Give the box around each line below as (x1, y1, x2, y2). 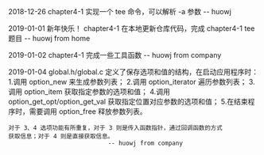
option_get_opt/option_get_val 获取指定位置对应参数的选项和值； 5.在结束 (8, 97, 248, 106)
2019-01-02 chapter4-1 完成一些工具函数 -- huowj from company (8, 51, 222, 59)
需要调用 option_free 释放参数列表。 (29, 107, 147, 116)
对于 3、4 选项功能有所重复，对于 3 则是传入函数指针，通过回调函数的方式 (8, 124, 223, 132)
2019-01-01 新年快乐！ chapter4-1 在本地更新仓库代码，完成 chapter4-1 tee (8, 24, 255, 33)
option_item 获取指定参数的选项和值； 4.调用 (23, 87, 171, 96)
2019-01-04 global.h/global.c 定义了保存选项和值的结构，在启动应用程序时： (8, 67, 258, 77)
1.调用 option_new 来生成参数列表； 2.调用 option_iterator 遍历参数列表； (8, 77, 247, 86)
